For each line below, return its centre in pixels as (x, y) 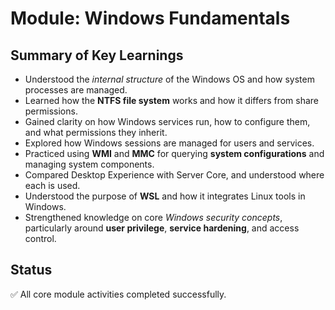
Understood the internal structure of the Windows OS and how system (169, 79)
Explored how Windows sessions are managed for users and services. (169, 143)
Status (31, 270)
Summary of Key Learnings (97, 55)
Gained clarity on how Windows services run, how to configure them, (167, 121)
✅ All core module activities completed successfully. (118, 294)
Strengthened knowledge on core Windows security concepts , (153, 217)
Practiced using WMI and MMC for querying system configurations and (174, 153)
